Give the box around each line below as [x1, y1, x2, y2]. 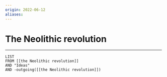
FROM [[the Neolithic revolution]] [5, 59, 79, 64]
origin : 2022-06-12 [5, 7, 46, 12]
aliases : [5, 12, 23, 17]
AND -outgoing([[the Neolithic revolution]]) [5, 68, 101, 73]
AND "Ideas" [5, 63, 30, 68]
